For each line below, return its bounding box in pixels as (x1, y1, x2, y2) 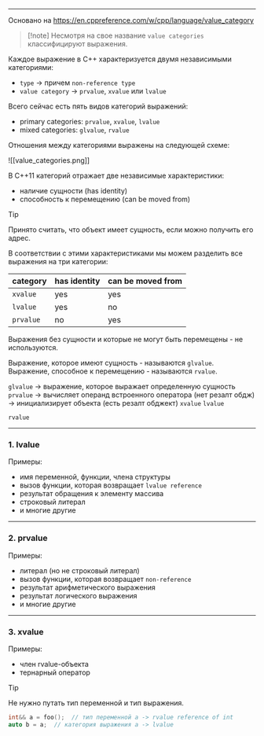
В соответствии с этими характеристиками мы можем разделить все (8, 248, 244, 258)
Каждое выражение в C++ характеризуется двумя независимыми (8, 54, 232, 64)
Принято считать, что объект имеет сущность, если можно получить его (8, 225, 254, 234)
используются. (8, 343, 59, 352)
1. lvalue (8, 439, 40, 450)
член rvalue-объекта (19, 659, 89, 668)
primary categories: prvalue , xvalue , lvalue (19, 117, 160, 126)
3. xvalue (8, 626, 45, 637)
